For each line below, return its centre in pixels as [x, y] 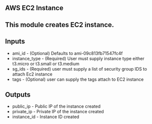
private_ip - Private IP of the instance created [58, 112]
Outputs [18, 94]
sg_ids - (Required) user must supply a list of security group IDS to [79, 69]
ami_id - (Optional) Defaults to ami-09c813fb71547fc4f [67, 53]
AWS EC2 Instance [34, 8]
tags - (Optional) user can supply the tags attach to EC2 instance [78, 79]
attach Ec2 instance [32, 74]
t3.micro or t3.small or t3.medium [46, 64]
